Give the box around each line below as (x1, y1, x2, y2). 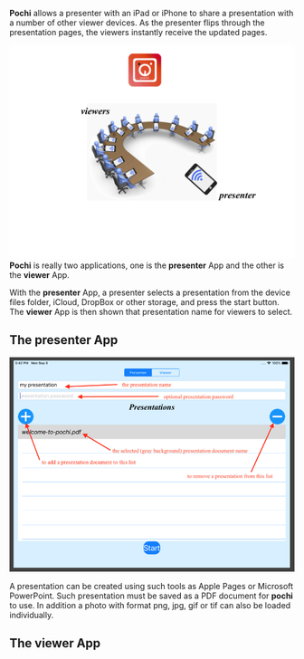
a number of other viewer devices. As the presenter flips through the (9, 17, 265, 28)
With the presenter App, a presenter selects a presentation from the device (9, 287, 291, 298)
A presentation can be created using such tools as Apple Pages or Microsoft (9, 580, 294, 591)
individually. (9, 609, 54, 620)
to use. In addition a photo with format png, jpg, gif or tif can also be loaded (9, 599, 291, 610)
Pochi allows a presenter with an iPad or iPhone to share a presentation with (9, 8, 294, 18)
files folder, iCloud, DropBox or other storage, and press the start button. (9, 297, 280, 307)
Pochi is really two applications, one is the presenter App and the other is (9, 260, 285, 271)
